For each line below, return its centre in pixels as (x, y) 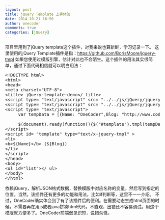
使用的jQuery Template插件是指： (43, 53)
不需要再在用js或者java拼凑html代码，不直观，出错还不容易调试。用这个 (86, 206)
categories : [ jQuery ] (27, 32)
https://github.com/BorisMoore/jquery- (116, 53)
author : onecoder (23, 23)
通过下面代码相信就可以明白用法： (48, 65)
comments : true (21, 28)
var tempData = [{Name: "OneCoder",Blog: (69, 114)
